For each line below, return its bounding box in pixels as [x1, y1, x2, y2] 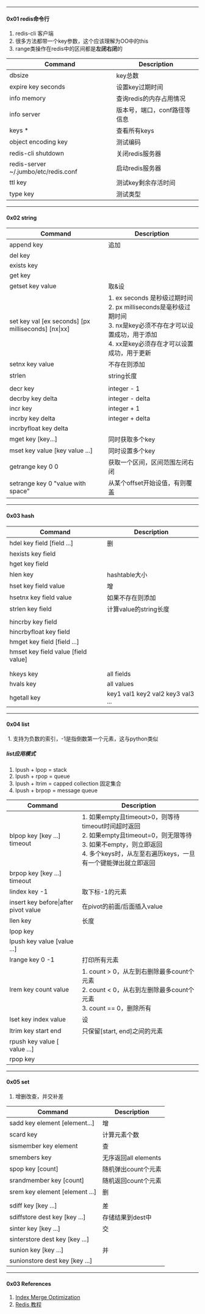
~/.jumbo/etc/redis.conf [9, 168, 77, 176]
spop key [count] [9, 1164, 59, 1173]
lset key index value [9, 1015, 66, 1023]
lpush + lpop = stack [15, 766, 67, 773]
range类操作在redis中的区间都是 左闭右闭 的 [15, 45, 123, 53]
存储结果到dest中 [102, 1213, 152, 1222]
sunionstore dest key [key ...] [9, 1256, 93, 1264]
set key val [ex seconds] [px [9, 317, 90, 326]
